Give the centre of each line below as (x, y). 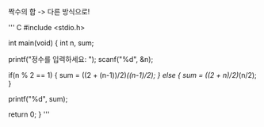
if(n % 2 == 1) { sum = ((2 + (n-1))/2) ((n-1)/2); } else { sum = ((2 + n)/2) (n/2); (133, 75)
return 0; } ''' (29, 114)
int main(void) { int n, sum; (51, 43)
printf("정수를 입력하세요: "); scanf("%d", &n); (81, 59)
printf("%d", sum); (38, 99)
